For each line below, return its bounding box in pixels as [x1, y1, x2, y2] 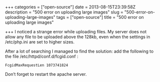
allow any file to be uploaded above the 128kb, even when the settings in [5, 34, 150, 40]
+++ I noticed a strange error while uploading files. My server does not [5, 29, 147, 34]
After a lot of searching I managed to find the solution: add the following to [5, 48, 154, 54]
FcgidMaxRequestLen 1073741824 [5, 63, 68, 68]
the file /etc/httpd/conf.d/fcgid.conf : [5, 54, 79, 59]
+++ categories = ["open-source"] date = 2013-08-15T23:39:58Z [5, 4, 136, 10]
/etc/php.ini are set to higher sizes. [5, 39, 75, 45]
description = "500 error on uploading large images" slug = [5, 9, 124, 15]
